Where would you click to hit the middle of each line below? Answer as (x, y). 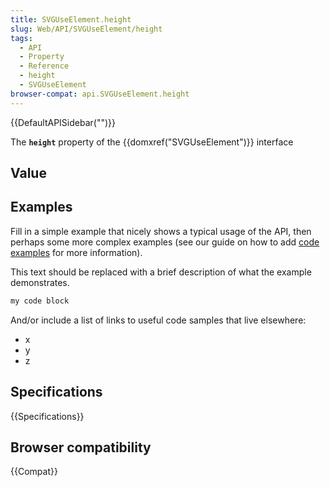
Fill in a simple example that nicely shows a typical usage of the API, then (161, 231)
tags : (21, 38)
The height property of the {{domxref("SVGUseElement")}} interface (152, 142)
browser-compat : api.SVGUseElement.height (100, 94)
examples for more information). (76, 252)
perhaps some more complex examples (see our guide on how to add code (165, 242)
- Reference (44, 66)
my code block (40, 301)
